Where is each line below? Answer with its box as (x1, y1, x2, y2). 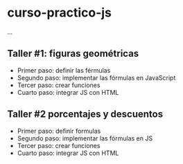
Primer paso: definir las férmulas (17, 66, 111, 74)
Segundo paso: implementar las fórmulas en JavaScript (17, 73, 176, 82)
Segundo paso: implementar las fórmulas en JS (17, 134, 153, 143)
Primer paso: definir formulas (17, 127, 101, 135)
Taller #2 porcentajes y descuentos (7, 109, 164, 120)
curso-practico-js (7, 5, 112, 21)
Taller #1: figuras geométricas (7, 48, 139, 60)
